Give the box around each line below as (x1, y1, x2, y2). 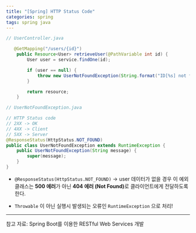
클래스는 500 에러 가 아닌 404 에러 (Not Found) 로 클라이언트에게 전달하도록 (14, 182, 188, 190)
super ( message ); (27, 153, 66, 159)
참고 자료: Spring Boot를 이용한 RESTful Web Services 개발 (6, 220, 144, 227)
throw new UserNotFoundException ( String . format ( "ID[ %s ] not (37, 72, 187, 79)
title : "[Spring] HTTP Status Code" (6, 8, 95, 15)
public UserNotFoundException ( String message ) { (16, 148, 137, 154)
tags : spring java (6, 19, 51, 25)
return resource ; (27, 89, 69, 95)
